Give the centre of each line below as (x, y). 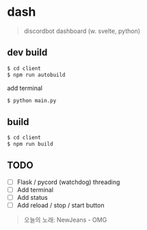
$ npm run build (30, 144)
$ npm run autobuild (37, 75)
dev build (27, 53)
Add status (32, 197)
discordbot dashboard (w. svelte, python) (82, 31)
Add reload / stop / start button (61, 205)
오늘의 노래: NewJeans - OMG (65, 220)
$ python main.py (32, 100)
